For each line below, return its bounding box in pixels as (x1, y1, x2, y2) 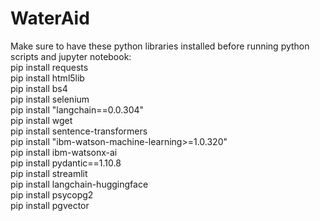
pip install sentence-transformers (10, 125, 148, 137)
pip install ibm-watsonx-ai (10, 146, 118, 158)
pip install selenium (10, 93, 90, 105)
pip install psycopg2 (10, 188, 94, 201)
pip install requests (10, 61, 89, 73)
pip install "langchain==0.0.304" (10, 103, 145, 116)
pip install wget (10, 114, 73, 126)
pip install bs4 (10, 82, 68, 94)
